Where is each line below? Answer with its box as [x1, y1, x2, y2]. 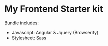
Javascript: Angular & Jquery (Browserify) [11, 29, 99, 35]
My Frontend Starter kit [4, 3, 103, 15]
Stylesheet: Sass [11, 35, 47, 41]
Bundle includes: [4, 20, 39, 26]
